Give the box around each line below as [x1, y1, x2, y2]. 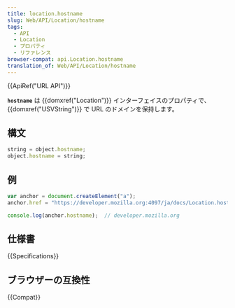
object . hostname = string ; [7, 153, 86, 160]
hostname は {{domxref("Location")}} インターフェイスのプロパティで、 [7, 96, 211, 104]
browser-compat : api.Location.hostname [7, 56, 124, 63]
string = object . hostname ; [7, 146, 86, 153]
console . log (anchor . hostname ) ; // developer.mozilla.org [7, 211, 180, 219]
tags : [7, 23, 23, 30]
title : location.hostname [7, 10, 83, 17]
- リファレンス [13, 50, 51, 57]
